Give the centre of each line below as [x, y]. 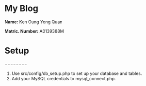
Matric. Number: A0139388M [34, 31]
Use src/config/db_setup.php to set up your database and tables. [77, 73]
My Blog [21, 8]
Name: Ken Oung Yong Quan [33, 22]
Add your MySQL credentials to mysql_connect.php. [64, 78]
